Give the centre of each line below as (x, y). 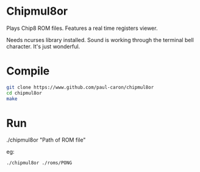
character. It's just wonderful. (43, 46)
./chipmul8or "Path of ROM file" (46, 140)
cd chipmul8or (24, 93)
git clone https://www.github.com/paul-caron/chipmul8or (80, 87)
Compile (28, 71)
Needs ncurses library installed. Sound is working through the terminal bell (100, 40)
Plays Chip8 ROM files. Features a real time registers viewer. (82, 28)
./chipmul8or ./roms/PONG (39, 163)
